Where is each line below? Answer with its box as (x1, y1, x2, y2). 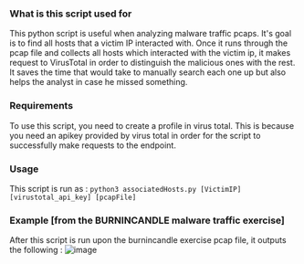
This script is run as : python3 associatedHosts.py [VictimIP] (9, 183, 242, 194)
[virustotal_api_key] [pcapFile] (9, 193, 137, 202)
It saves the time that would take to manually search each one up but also (9, 67, 286, 78)
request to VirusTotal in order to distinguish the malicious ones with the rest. (9, 58, 296, 69)
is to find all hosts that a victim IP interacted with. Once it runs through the (9, 37, 288, 48)
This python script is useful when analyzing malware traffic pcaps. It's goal (9, 28, 292, 39)
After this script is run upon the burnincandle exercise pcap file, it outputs (9, 235, 287, 246)
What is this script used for (9, 7, 132, 20)
